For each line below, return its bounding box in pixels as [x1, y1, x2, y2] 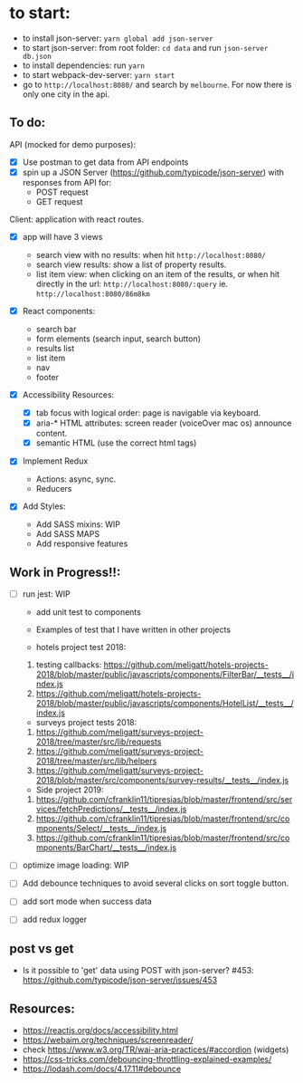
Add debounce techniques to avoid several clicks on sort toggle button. [22, 877, 289, 889]
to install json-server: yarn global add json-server [22, 33, 214, 43]
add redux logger [22, 914, 88, 925]
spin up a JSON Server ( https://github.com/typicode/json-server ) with [22, 167, 285, 177]
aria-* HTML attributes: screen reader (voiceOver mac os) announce [35, 417, 292, 428]
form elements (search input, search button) [35, 333, 202, 344]
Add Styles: [22, 501, 66, 512]
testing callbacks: [35, 659, 102, 670]
